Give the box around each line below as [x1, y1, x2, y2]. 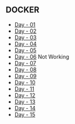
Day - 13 [14, 98, 36, 105]
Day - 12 [14, 91, 36, 99]
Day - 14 [14, 104, 36, 111]
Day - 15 [14, 111, 36, 118]
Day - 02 [14, 27, 37, 34]
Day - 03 [14, 33, 37, 41]
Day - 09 [14, 72, 37, 79]
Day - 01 [14, 21, 36, 28]
